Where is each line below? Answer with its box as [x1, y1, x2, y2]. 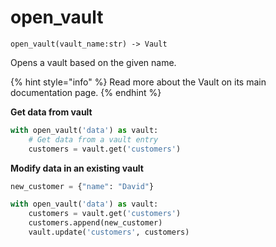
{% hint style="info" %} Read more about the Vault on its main [10, 76, 267, 88]
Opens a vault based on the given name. [10, 56, 177, 68]
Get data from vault [10, 106, 93, 118]
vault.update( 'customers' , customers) [28, 227, 190, 238]
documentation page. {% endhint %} [10, 86, 162, 98]
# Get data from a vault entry [28, 134, 159, 145]
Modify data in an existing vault [10, 162, 144, 174]
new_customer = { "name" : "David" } [10, 181, 155, 191]
